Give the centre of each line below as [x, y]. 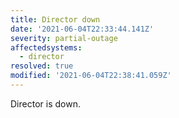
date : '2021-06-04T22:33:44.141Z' [82, 29]
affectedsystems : [46, 47]
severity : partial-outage [64, 38]
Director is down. [45, 103]
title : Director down [55, 19]
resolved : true [42, 66]
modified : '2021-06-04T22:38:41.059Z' [91, 76]
